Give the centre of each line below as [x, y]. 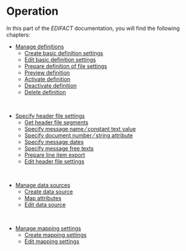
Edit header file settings [54, 161]
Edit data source [45, 204]
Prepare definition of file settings [65, 66]
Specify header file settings [50, 116]
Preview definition [47, 72]
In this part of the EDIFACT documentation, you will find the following [93, 28]
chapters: [18, 34]
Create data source [49, 192]
